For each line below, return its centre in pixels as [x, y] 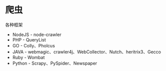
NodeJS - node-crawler [37, 35]
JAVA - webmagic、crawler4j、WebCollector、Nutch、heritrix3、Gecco [86, 52]
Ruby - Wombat [28, 57]
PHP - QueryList [29, 39]
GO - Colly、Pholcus [34, 45]
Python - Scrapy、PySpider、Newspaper [55, 63]
